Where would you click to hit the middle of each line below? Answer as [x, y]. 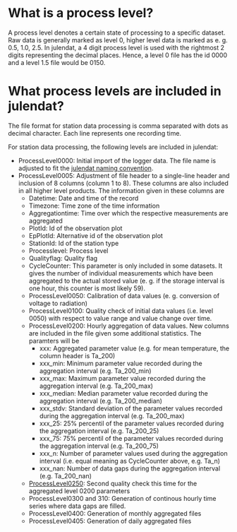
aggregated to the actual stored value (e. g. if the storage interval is [127, 280]
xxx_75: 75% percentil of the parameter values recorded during [131, 438]
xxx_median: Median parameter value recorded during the [124, 393]
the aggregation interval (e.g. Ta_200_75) [99, 446]
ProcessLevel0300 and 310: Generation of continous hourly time [122, 498]
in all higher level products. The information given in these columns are [121, 190]
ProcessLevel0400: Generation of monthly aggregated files [115, 513]
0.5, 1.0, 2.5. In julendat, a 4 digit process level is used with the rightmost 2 [116, 47]
